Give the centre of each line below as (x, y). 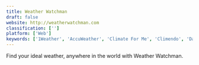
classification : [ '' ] (33, 28)
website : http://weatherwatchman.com (53, 22)
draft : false (22, 17)
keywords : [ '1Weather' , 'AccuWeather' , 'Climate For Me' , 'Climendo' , (95, 39)
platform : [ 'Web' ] (29, 34)
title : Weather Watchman (37, 12)
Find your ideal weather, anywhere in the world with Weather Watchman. (95, 56)
